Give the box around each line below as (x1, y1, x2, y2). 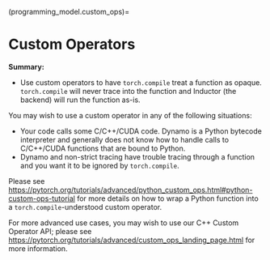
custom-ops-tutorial (8, 194, 75, 203)
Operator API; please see (8, 226, 92, 236)
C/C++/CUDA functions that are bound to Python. (19, 143, 186, 153)
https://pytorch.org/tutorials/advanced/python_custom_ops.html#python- (8, 185, 253, 194)
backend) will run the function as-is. (19, 95, 141, 104)
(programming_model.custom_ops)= (8, 7, 130, 16)
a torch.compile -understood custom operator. (8, 202, 162, 211)
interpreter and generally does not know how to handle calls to (19, 134, 229, 144)
